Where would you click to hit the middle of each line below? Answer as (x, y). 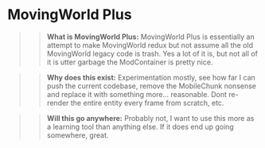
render (58, 103)
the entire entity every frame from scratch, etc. (147, 103)
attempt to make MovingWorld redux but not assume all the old (150, 45)
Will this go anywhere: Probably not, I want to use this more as (150, 118)
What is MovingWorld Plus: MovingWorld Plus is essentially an (151, 37)
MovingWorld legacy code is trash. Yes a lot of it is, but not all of (152, 53)
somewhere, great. (78, 135)
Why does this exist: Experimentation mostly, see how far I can (151, 77)
